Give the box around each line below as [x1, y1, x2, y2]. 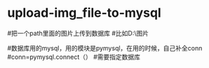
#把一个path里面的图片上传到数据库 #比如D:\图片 [7, 29, 149, 37]
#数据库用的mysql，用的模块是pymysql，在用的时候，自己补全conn [7, 43, 203, 52]
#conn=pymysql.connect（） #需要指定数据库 [7, 53, 141, 61]
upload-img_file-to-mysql [7, 5, 161, 21]
